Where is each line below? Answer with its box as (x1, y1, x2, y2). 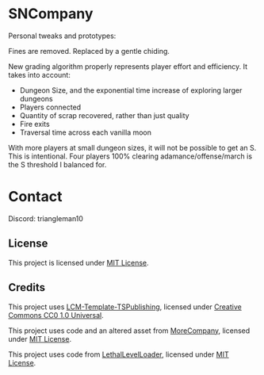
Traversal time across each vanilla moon (19, 128, 152, 137)
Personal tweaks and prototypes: (8, 31, 117, 40)
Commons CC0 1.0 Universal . (8, 310, 105, 320)
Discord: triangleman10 (8, 213, 83, 223)
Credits (8, 281, 46, 294)
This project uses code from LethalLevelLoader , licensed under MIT (8, 350, 229, 359)
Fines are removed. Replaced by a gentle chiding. (8, 46, 170, 55)
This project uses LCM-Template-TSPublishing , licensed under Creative (8, 302, 242, 312)
